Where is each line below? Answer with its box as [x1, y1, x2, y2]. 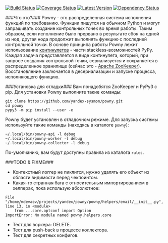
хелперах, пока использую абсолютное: [12, 185, 100, 191]
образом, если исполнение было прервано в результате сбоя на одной [5, 31, 159, 36]
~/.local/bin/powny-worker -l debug [5, 136, 82, 141]
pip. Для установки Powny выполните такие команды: [5, 89, 122, 95]
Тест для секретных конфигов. [12, 232, 79, 238]
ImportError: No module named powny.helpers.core [5, 213, 112, 218]
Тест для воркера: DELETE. [12, 222, 71, 227]
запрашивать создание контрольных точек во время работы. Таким [5, 25, 153, 31]
